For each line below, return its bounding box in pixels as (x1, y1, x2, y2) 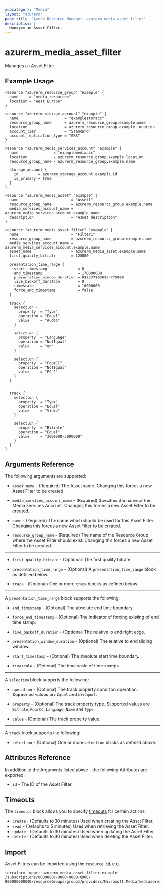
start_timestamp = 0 (14, 266, 84, 271)
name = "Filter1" (9, 232, 96, 237)
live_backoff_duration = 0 (14, 279, 84, 284)
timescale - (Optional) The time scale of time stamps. (12, 663, 120, 668)
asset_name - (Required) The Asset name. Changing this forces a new (12, 482, 152, 489)
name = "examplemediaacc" (9, 150, 96, 155)
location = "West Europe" (9, 99, 63, 104)
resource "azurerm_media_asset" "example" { (5, 193, 98, 198)
